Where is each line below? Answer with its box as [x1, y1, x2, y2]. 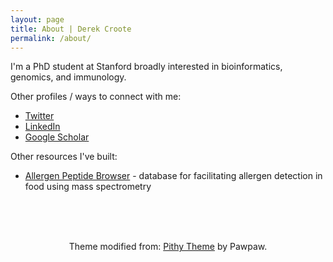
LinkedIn [24, 121, 61, 133]
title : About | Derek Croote [10, 24, 132, 34]
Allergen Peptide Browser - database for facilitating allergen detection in [24, 170, 323, 182]
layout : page [10, 14, 65, 25]
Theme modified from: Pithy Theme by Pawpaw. [68, 241, 268, 253]
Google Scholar [24, 131, 90, 143]
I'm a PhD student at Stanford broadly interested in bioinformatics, [10, 61, 283, 73]
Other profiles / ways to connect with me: [10, 91, 182, 103]
